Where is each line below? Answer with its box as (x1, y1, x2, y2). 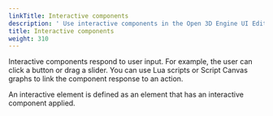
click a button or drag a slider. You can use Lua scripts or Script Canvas (8, 66, 248, 75)
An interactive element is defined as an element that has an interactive (8, 90, 244, 100)
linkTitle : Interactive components (8, 11, 129, 20)
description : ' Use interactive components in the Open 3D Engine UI (8, 19, 249, 28)
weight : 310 (8, 34, 49, 43)
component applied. (8, 98, 76, 108)
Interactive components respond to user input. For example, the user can (8, 57, 253, 67)
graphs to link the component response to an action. (8, 74, 184, 84)
